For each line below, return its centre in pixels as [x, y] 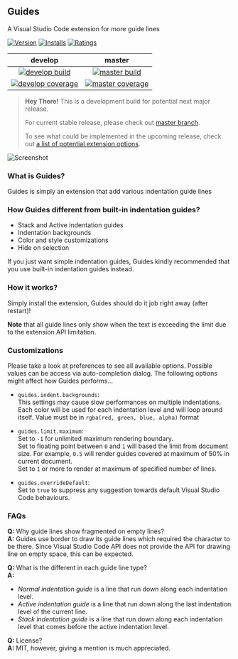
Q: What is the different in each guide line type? [77, 568]
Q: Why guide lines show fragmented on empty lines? [86, 531]
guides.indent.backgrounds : [58, 394]
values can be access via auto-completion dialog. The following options [113, 373]
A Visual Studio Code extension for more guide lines [83, 28]
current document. [45, 461]
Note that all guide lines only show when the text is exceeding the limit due [117, 324]
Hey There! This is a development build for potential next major [118, 101]
